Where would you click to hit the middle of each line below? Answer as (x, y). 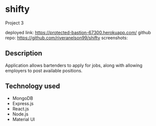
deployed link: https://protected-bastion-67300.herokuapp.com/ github (78, 32)
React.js (21, 109)
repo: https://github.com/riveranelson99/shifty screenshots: (67, 38)
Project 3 (14, 23)
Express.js (23, 103)
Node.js (20, 114)
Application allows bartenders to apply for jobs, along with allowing (74, 65)
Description (24, 53)
